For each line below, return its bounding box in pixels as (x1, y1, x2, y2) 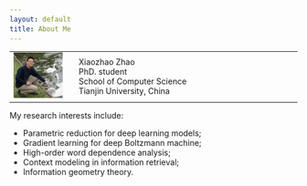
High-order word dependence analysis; (22, 147, 171, 158)
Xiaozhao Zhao (78, 56, 135, 67)
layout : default (9, 15, 71, 24)
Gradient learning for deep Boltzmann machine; (22, 137, 203, 148)
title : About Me (9, 24, 71, 34)
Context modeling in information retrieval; (22, 156, 180, 168)
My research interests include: (9, 109, 124, 120)
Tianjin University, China (78, 85, 171, 96)
